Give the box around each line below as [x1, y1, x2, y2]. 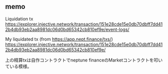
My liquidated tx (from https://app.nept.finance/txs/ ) [5, 36, 113, 42]
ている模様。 [5, 63, 32, 69]
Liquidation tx [5, 15, 34, 21]
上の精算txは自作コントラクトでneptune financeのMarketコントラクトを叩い [5, 57, 163, 63]
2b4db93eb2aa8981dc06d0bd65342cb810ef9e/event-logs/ [5, 26, 129, 32]
